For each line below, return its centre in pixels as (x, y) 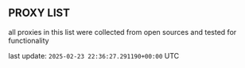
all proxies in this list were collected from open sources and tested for (122, 32)
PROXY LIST (39, 13)
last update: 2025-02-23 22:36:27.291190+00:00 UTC (94, 55)
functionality (29, 40)
